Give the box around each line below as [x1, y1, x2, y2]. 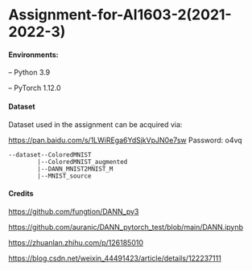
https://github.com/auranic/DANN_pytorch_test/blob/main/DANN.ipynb [8, 222, 244, 232]
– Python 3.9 [8, 68, 51, 77]
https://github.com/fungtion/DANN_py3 [8, 207, 139, 216]
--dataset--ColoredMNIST [8, 150, 92, 158]
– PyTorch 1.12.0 [8, 83, 62, 93]
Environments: [8, 50, 59, 60]
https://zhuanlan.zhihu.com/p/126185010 [8, 237, 143, 247]
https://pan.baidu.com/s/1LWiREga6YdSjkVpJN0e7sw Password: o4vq [8, 135, 243, 145]
